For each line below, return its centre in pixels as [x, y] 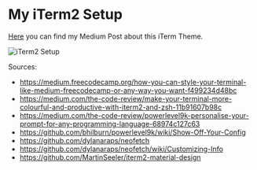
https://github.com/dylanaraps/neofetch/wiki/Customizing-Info [121, 149]
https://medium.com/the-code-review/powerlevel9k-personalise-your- [134, 115]
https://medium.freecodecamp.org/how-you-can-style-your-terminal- [133, 82]
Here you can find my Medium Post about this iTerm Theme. [106, 36]
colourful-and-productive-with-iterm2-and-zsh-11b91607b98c [121, 107]
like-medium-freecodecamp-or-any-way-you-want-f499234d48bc [128, 90]
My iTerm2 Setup [66, 15]
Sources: [23, 67]
